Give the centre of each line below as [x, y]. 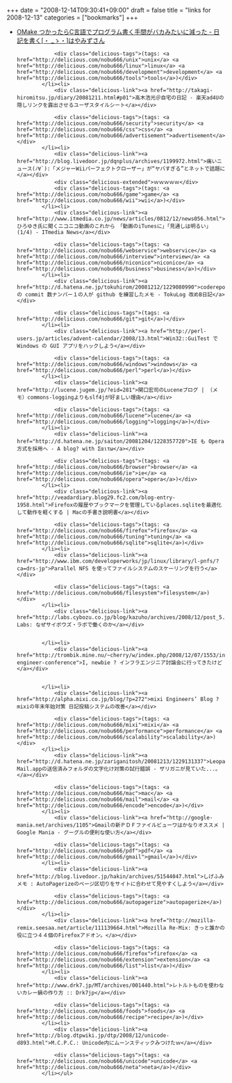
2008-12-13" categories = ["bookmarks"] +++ [72, 17]
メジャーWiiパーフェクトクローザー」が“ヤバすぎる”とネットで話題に [140, 169]
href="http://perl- [179, 331]
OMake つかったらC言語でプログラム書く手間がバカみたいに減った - [114, 32]
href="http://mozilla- [183, 921]
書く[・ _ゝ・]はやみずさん [67, 40]
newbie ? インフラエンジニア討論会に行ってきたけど [157, 663]
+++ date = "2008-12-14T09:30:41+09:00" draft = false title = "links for [109, 10]
